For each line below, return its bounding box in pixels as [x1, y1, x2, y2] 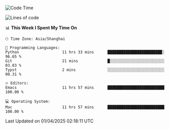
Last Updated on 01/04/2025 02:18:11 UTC [5, 118, 94, 124]
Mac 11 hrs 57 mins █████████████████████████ [5, 105, 165, 110]
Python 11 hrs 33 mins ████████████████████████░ [5, 50, 165, 55]
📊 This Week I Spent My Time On [5, 25, 77, 30]
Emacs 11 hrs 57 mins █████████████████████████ [5, 85, 165, 90]
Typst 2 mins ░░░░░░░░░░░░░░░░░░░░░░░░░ [5, 67, 165, 72]
